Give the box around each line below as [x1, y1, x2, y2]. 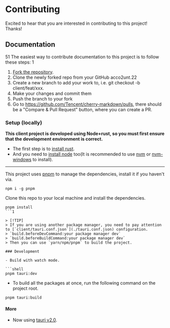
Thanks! [5, 25, 22, 31]
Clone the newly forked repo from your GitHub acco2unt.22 [12, 74, 137, 80]
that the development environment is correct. [5, 136, 103, 142]
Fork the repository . [12, 69, 54, 75]
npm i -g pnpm [5, 186, 35, 192]
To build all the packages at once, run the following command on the [12, 280, 156, 286]
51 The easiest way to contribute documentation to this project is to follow [5, 54, 159, 60]
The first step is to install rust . [12, 146, 75, 152]
